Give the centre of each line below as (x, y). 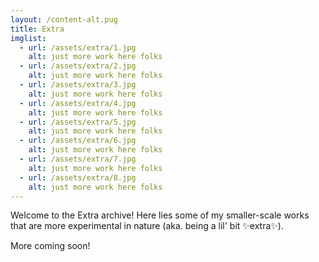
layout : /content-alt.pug (64, 19)
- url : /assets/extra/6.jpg (78, 141)
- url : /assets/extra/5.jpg (78, 122)
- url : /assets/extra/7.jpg (78, 159)
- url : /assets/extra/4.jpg (78, 103)
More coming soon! (50, 246)
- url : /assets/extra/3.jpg (78, 85)
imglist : (28, 38)
